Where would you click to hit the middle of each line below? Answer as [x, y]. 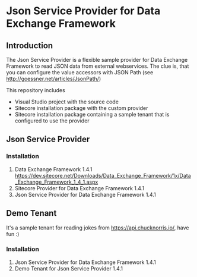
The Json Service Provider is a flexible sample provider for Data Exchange [97, 60]
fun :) [13, 234]
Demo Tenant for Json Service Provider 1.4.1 [69, 268]
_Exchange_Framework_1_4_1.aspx [56, 182]
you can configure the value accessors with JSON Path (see [80, 72]
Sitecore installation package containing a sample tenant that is [92, 114]
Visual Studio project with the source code [66, 102]
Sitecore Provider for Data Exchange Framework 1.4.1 [79, 188]
